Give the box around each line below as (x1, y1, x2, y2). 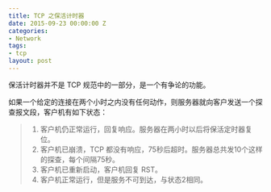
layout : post (8, 57, 52, 65)
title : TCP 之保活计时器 (8, 11, 85, 20)
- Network (8, 34, 42, 43)
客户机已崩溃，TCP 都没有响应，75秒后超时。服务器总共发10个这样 (40, 144, 263, 154)
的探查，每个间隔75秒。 (40, 154, 119, 164)
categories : (8, 27, 48, 35)
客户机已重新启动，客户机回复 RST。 (40, 165, 163, 174)
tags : (8, 42, 27, 50)
